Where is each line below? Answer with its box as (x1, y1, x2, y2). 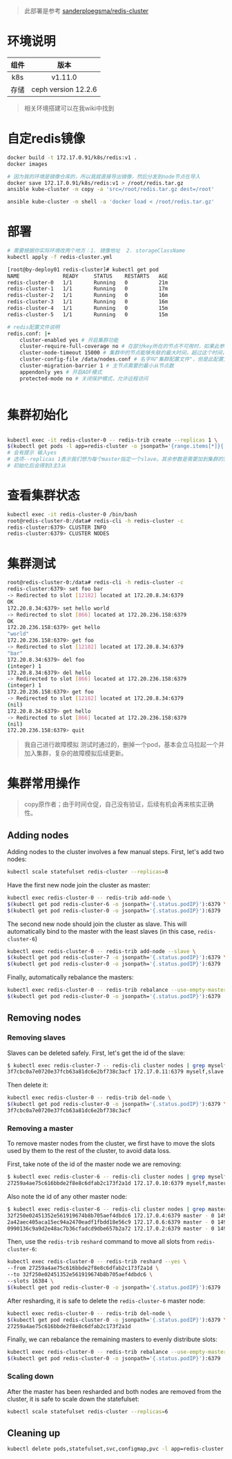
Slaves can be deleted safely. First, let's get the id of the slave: (7, 1049, 185, 1057)
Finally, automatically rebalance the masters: (7, 973, 134, 981)
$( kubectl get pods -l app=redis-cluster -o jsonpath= (7, 443, 168, 450)
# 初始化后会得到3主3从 (7, 462, 66, 469)
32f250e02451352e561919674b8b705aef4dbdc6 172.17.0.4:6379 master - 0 (7, 1212, 215, 1219)
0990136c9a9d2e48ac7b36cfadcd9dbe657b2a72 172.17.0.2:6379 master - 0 (7, 1225, 215, 1232)
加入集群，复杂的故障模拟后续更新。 (23, 749, 128, 757)
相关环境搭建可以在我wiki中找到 (23, 104, 115, 112)
